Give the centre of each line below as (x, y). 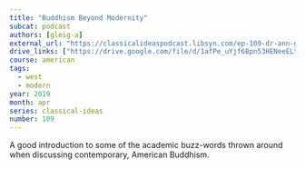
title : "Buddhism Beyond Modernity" (79, 18)
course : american (42, 60)
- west (30, 77)
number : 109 (32, 119)
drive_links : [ (38, 52)
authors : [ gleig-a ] (46, 35)
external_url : (36, 43)
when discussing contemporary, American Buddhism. (110, 154)
